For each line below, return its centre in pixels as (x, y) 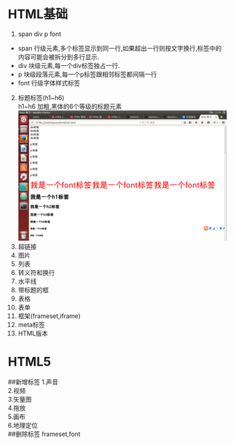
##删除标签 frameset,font (44, 434)
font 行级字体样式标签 (49, 83)
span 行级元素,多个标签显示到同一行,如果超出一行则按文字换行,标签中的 (120, 48)
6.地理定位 (23, 425)
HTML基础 (38, 14)
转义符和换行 (36, 273)
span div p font (40, 34)
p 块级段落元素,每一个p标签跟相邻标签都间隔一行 (87, 74)
